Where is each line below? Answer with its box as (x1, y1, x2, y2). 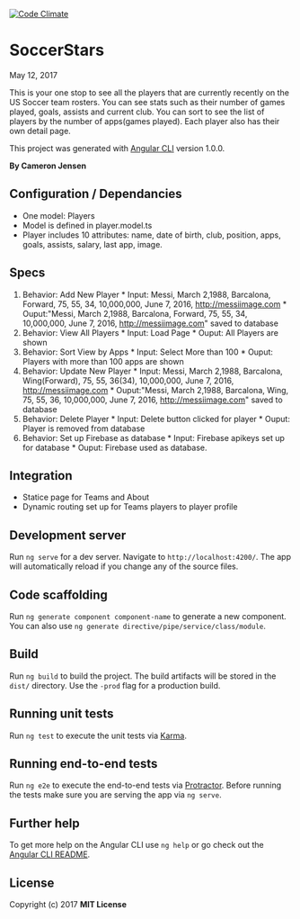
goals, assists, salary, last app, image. (22, 239, 163, 249)
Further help (9, 815, 81, 831)
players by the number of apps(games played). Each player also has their (9, 115, 280, 126)
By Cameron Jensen (9, 160, 87, 171)
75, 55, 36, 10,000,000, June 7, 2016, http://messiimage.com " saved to (22, 394, 283, 405)
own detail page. (9, 125, 72, 136)
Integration (9, 468, 74, 483)
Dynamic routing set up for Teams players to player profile (22, 501, 238, 512)
